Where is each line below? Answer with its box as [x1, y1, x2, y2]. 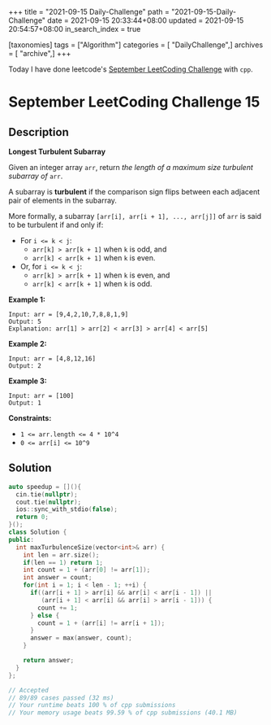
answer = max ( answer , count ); [29, 634, 132, 642]
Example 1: [8, 295, 46, 304]
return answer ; [23, 657, 75, 665]
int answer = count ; [23, 574, 92, 582]
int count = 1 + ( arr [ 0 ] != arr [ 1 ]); [23, 566, 151, 574]
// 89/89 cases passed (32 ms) [8, 693, 114, 702]
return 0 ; [15, 513, 49, 522]
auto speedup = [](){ [8, 483, 82, 491]
